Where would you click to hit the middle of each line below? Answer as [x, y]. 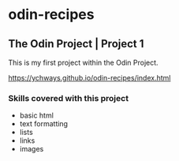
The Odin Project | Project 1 [76, 44]
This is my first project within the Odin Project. [84, 62]
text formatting [44, 124]
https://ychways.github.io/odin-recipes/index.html [89, 78]
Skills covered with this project [68, 98]
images [32, 149]
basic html [36, 115]
